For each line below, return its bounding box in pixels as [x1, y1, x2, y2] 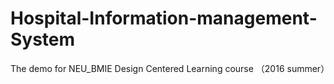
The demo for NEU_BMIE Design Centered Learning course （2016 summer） [10, 62, 330, 74]
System [10, 28, 76, 51]
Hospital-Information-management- [10, 7, 318, 30]
